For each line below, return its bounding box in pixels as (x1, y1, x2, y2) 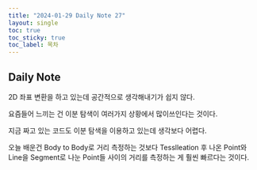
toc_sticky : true (8, 33, 66, 42)
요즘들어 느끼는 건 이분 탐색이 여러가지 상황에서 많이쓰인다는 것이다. (8, 108, 218, 119)
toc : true (8, 26, 41, 34)
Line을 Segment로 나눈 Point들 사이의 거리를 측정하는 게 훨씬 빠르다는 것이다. (8, 152, 250, 162)
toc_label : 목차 (8, 41, 59, 49)
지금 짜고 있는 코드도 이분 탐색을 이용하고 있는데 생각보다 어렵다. (8, 126, 208, 135)
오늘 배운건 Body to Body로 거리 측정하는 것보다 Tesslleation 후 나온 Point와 (8, 142, 247, 152)
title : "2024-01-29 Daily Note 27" (8, 11, 126, 20)
